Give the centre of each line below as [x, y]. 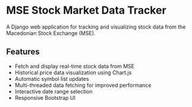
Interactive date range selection [54, 91]
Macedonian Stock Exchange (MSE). [51, 33]
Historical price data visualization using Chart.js [73, 73]
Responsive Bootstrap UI [45, 97]
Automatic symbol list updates [52, 78]
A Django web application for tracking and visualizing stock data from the [96, 27]
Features [23, 52]
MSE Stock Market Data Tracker [86, 10]
